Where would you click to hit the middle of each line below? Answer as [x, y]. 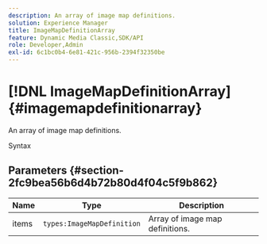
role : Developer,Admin [46, 45]
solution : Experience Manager [58, 23]
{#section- [97, 171]
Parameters [38, 171]
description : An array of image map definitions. [92, 15]
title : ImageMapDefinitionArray [62, 30]
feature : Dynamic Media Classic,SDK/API [76, 38]
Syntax [20, 145]
